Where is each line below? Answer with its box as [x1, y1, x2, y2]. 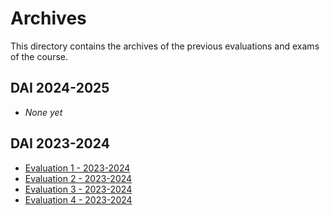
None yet [24, 106, 63, 118]
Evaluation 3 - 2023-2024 [24, 183, 133, 195]
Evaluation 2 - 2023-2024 [24, 172, 133, 184]
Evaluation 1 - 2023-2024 [24, 162, 131, 174]
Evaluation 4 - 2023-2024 [24, 193, 133, 206]
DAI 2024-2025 [10, 80, 110, 97]
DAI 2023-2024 [10, 135, 110, 152]
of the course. [10, 50, 68, 62]
